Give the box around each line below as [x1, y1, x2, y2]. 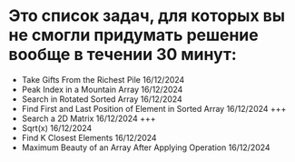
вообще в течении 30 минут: [8, 45, 237, 65]
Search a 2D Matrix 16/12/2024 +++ [21, 113, 156, 124]
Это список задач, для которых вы [8, 5, 285, 26]
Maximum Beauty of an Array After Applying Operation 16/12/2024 [21, 142, 270, 153]
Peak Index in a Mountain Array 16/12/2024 [21, 84, 183, 95]
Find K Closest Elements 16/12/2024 [21, 132, 157, 143]
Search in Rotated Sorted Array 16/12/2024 [21, 93, 182, 105]
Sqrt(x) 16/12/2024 [21, 122, 93, 133]
